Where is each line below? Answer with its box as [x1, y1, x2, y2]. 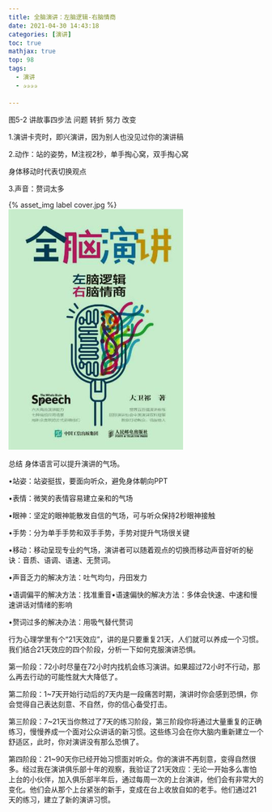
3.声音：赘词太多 [8, 184, 65, 193]
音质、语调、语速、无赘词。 [22, 555, 115, 564]
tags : [8, 65, 27, 73]
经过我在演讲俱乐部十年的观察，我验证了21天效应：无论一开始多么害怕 [22, 764, 257, 774]
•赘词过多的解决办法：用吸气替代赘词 [8, 617, 134, 627]
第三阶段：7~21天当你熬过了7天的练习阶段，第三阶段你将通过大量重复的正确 [8, 716, 262, 726]
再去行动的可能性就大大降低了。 [15, 672, 122, 681]
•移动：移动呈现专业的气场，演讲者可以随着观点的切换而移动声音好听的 [8, 545, 247, 555]
